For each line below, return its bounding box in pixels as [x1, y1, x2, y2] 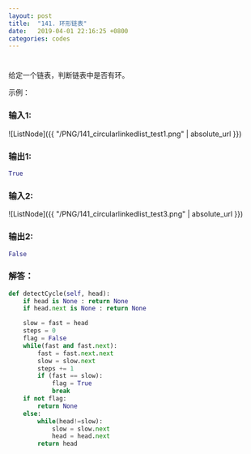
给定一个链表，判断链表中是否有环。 [8, 71, 130, 80]
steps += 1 [37, 364, 74, 373]
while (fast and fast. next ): [23, 341, 117, 349]
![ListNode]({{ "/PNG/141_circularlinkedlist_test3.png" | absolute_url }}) [8, 209, 244, 219]
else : [23, 409, 42, 418]
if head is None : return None [23, 297, 129, 305]
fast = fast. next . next [37, 349, 114, 358]
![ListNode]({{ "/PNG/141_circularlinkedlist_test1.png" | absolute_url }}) [8, 129, 242, 139]
